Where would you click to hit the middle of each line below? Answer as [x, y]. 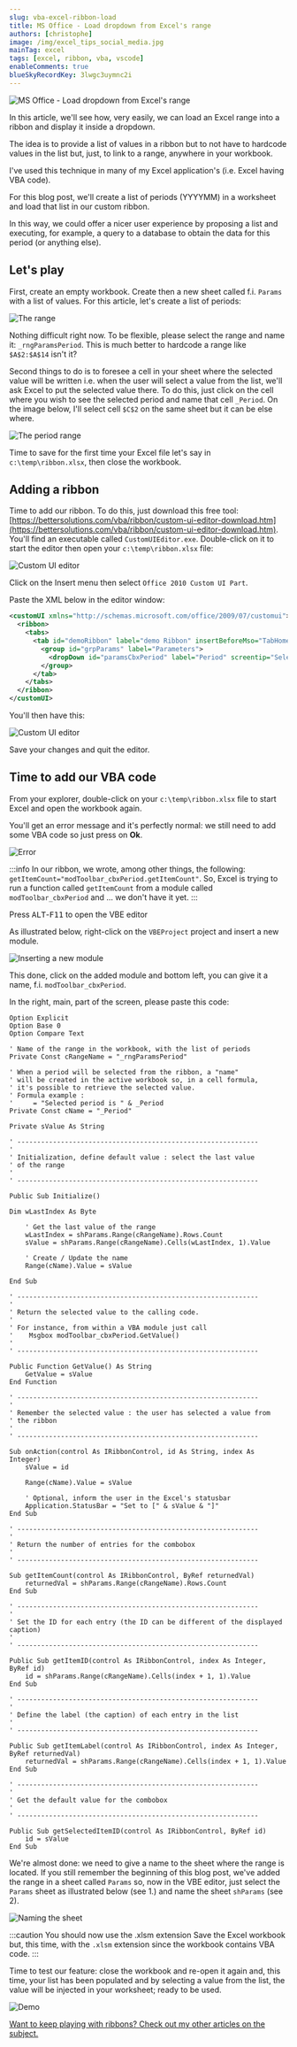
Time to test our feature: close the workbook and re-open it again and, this [145, 1971]
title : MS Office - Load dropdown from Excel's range [110, 26]
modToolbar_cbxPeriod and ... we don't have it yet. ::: [104, 897]
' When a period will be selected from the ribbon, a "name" [124, 1072]
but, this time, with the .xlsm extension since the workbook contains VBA [142, 1944]
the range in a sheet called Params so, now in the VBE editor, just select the [145, 1882]
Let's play [37, 270]
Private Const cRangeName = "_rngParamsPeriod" [99, 1057]
